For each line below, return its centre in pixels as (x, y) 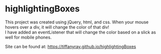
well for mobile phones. (28, 37)
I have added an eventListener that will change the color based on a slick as (80, 32)
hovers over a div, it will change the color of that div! (57, 27)
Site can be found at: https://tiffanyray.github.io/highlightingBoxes (71, 46)
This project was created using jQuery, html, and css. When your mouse (77, 22)
